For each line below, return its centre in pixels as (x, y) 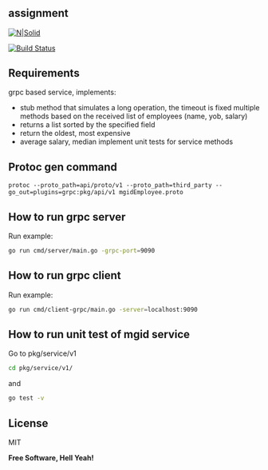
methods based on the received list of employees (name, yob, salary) (134, 116)
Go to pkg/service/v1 (43, 353)
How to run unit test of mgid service (99, 335)
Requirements (44, 73)
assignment (39, 13)
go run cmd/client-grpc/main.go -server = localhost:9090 (103, 309)
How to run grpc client (65, 275)
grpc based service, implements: (62, 92)
